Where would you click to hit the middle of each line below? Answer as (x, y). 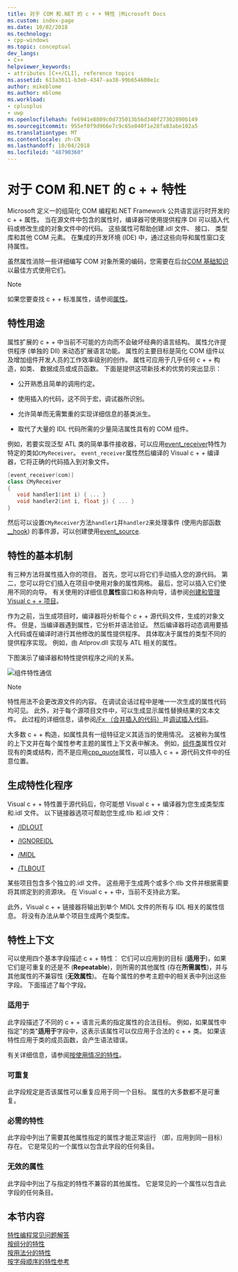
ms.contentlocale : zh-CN (44, 139)
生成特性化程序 (40, 786)
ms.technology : (30, 34)
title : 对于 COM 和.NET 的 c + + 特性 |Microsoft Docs (87, 14)
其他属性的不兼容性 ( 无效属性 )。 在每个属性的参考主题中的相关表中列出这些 (117, 976)
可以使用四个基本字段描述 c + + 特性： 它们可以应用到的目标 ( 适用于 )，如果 (117, 958)
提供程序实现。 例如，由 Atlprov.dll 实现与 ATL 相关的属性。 (94, 642)
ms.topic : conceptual (39, 47)
